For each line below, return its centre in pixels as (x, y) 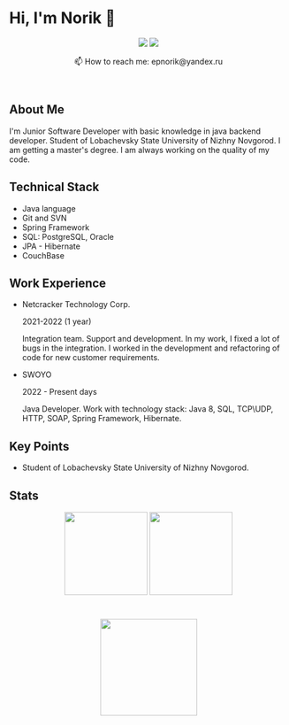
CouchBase (43, 255)
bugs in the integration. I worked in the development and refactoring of (151, 348)
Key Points (39, 446)
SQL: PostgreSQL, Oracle (68, 236)
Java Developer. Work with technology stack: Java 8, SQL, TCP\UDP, (148, 409)
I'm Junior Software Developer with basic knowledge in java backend (135, 131)
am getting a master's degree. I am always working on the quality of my (139, 150)
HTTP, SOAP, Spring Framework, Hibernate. (102, 419)
